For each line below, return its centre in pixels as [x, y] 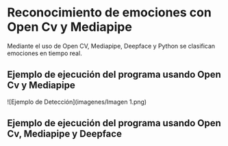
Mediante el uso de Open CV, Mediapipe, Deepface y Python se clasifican [111, 46]
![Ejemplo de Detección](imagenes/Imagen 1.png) [77, 102]
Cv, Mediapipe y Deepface [64, 134]
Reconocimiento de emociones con [110, 13]
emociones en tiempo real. [45, 53]
